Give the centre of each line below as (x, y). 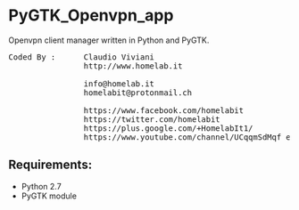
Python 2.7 (41, 186)
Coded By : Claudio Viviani (82, 57)
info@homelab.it (119, 84)
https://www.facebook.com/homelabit (164, 110)
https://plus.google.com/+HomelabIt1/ (168, 128)
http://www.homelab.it (133, 66)
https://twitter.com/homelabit (152, 119)
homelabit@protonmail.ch (138, 93)
